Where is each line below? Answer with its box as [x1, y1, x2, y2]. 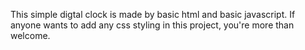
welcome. [10, 30, 51, 41]
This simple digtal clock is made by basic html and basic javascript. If [10, 9, 296, 20]
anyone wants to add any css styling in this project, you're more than [10, 19, 295, 31]
